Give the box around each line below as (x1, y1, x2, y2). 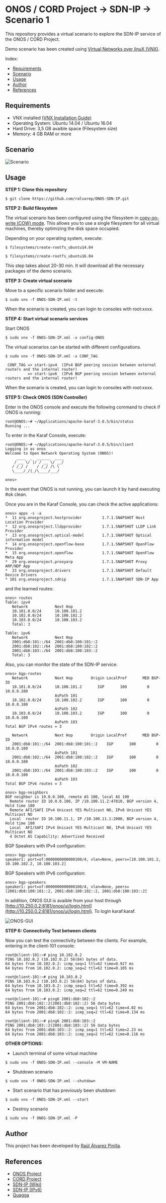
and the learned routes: (5, 586, 54, 592)
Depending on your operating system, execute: (5, 235, 103, 241)
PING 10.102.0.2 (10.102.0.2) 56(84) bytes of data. (5, 957, 118, 962)
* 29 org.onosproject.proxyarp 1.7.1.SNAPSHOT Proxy (5, 559, 147, 564)
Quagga (12, 1192, 29, 1198)
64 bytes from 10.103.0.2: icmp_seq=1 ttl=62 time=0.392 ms (5, 983, 134, 989)
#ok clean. (5, 491, 27, 497)
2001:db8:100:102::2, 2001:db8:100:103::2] (54, 889, 147, 894)
